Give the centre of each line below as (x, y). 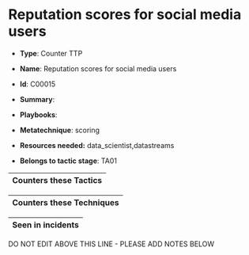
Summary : (37, 99)
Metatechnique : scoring (60, 130)
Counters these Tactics (57, 180)
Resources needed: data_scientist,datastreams (97, 145)
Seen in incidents (45, 225)
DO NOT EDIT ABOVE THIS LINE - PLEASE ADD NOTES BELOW (111, 244)
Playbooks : (38, 114)
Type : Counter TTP (51, 53)
